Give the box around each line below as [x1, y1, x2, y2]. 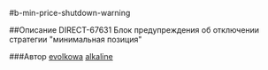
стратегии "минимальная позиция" [9, 35, 142, 44]
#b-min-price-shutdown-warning [9, 8, 131, 18]
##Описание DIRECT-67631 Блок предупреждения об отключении [9, 25, 259, 35]
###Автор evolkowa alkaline [9, 51, 113, 61]
